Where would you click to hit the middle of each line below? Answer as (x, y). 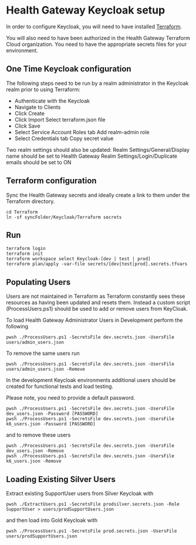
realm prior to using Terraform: (43, 89)
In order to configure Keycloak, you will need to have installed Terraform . (94, 26)
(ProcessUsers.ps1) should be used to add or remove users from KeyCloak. (97, 309)
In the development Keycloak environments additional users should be (91, 380)
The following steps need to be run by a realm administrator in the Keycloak (97, 83)
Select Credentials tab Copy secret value (64, 138)
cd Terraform (22, 212)
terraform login (26, 249)
